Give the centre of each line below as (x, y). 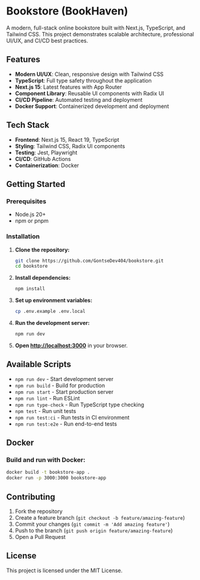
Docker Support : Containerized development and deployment (92, 106)
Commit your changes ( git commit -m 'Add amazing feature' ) (92, 524)
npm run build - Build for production (60, 385)
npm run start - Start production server (64, 392)
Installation (23, 236)
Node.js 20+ (30, 215)
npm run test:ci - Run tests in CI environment (72, 417)
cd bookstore (31, 266)
